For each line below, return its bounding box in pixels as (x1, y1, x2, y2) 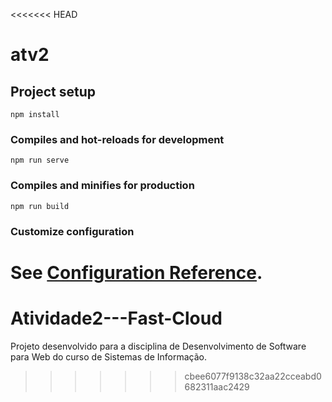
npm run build (10, 201, 70, 211)
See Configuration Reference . (10, 261, 263, 284)
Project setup (10, 83, 97, 100)
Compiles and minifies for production (10, 179, 195, 193)
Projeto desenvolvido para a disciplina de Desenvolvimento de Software (10, 340, 307, 352)
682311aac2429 (184, 380, 250, 393)
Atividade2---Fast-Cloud (10, 307, 223, 329)
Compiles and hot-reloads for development (10, 132, 225, 146)
